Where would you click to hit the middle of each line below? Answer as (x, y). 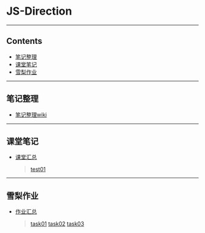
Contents (24, 41)
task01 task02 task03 (57, 224)
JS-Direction (39, 11)
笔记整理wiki (31, 115)
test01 (38, 170)
